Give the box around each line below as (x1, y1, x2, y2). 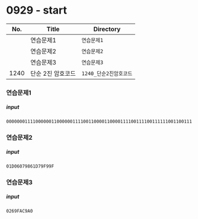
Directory (93, 25, 121, 33)
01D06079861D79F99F (6, 163, 55, 169)
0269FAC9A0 (6, 208, 33, 214)
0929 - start (6, 4, 67, 17)
